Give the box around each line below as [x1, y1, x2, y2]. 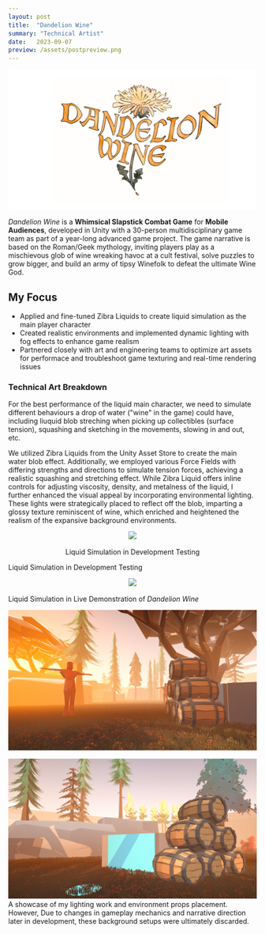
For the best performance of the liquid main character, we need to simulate [8, 399, 252, 409]
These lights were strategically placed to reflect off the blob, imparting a [8, 499, 243, 509]
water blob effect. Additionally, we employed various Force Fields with [8, 457, 237, 467]
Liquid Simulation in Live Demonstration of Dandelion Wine [8, 594, 200, 604]
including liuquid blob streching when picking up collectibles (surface [8, 416, 234, 426]
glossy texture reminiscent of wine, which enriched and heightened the [8, 507, 240, 517]
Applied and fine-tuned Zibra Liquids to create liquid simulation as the [19, 311, 247, 320]
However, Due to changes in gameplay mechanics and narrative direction [8, 908, 246, 917]
